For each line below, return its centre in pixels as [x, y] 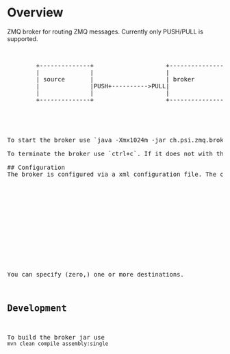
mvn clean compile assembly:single [58, 344]
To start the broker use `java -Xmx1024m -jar [87, 140]
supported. [23, 38]
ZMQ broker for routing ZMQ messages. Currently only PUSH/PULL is [105, 31]
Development [37, 308]
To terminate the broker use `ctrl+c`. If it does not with [110, 153]
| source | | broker [115, 79]
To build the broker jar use [56, 337]
